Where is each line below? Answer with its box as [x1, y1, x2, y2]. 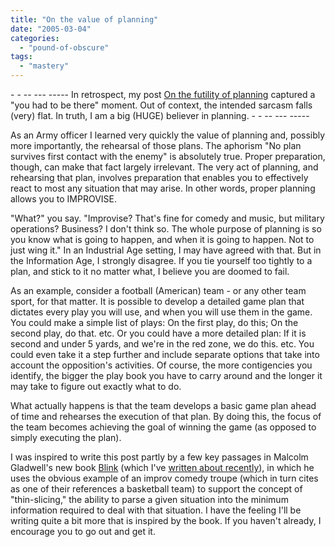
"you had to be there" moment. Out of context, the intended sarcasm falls [10, 99, 313, 111]
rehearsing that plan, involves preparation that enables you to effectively [10, 172, 309, 183]
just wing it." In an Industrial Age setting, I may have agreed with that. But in [10, 244, 322, 256]
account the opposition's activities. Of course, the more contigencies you [10, 359, 313, 371]
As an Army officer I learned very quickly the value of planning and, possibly [10, 129, 326, 141]
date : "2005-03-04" [10, 24, 92, 34]
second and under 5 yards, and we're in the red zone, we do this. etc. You [10, 338, 315, 350]
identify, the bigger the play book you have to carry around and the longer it [10, 370, 323, 381]
